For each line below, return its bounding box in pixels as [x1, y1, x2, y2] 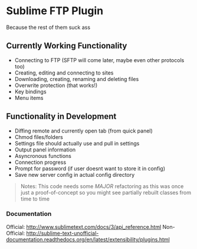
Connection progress [14, 159, 67, 166]
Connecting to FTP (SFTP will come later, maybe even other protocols [14, 56, 185, 63]
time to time [20, 195, 50, 202]
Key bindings [14, 88, 47, 95]
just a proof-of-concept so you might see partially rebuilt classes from [20, 189, 192, 196]
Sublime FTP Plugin [6, 4, 104, 18]
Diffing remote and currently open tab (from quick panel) [14, 127, 153, 134]
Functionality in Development [6, 111, 117, 122]
